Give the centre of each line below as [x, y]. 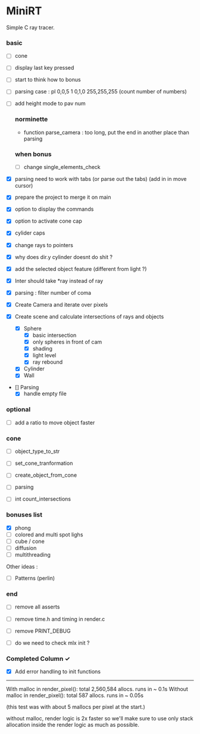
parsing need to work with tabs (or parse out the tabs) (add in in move [101, 179]
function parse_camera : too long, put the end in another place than [106, 132]
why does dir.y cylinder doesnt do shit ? [64, 257]
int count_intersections [43, 499]
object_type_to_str [37, 451]
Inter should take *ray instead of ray [59, 280]
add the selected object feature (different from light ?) [81, 268]
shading [42, 349]
